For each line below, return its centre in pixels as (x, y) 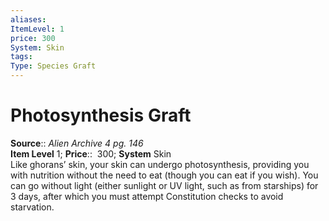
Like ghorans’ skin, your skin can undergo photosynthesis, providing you (160, 164)
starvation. (32, 207)
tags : (21, 57)
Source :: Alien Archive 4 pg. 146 (77, 143)
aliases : (28, 19)
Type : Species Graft (53, 66)
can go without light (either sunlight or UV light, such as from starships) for (164, 185)
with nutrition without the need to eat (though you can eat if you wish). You (164, 175)
